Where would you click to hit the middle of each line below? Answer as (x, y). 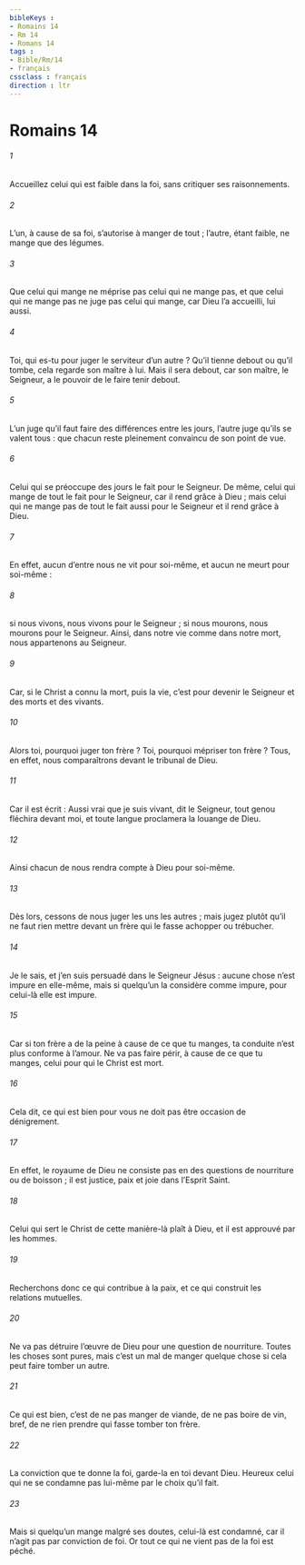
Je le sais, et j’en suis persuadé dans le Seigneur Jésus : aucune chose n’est (152, 975)
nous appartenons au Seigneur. (68, 643)
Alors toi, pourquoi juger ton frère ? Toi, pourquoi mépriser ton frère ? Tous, (150, 750)
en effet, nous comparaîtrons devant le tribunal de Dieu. (114, 760)
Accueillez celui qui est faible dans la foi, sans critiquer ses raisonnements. (150, 184)
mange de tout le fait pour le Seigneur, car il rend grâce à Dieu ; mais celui (148, 497)
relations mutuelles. (46, 1297)
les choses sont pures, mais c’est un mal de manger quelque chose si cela (148, 1356)
